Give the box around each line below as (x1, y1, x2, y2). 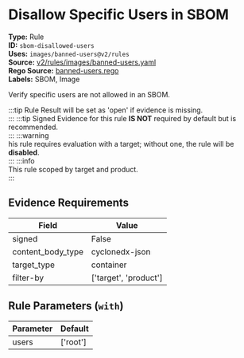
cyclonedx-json (91, 246, 151, 257)
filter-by (12, 272, 45, 283)
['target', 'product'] (91, 272, 163, 283)
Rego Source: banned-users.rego (8, 65, 119, 75)
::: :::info (8, 155, 35, 165)
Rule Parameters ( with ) (8, 299, 124, 313)
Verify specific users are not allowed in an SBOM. (8, 89, 171, 99)
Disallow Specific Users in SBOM (8, 6, 229, 24)
